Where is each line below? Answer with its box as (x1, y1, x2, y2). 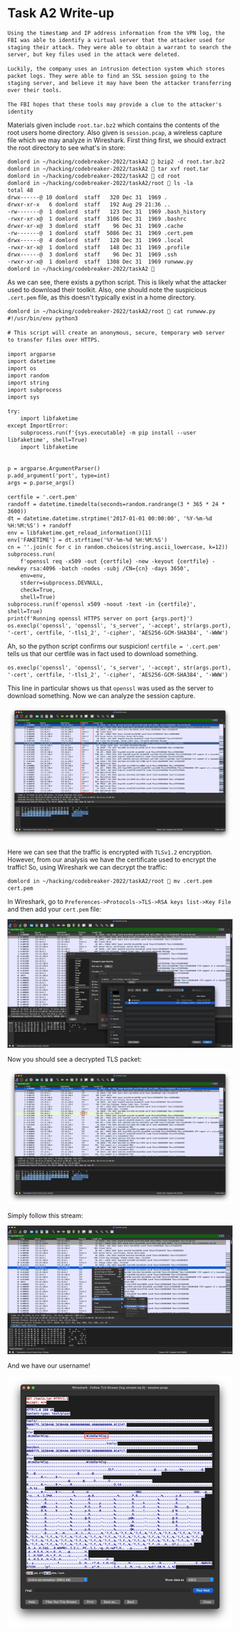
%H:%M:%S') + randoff (7, 522, 72, 529)
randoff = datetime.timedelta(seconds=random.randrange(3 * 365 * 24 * (7, 500, 225, 508)
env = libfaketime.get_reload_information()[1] (7, 529, 152, 537)
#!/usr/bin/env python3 (7, 314, 79, 322)
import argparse (7, 350, 56, 358)
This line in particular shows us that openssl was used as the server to (7, 684, 214, 692)
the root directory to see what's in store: (7, 143, 126, 151)
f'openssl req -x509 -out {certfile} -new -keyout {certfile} (20, 557, 209, 565)
